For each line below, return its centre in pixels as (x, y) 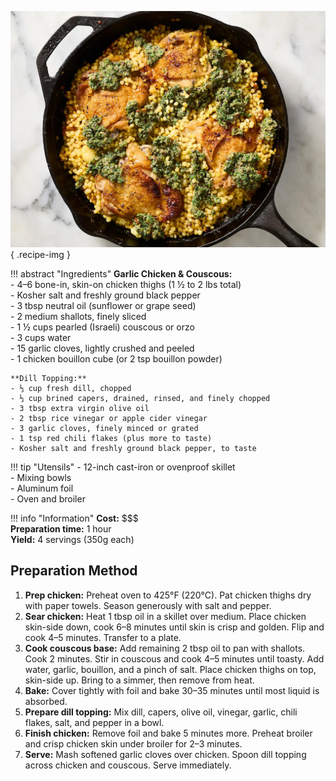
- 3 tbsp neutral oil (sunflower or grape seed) (103, 305)
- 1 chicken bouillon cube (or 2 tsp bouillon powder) (116, 359)
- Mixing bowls (41, 477)
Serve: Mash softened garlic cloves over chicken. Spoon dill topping (165, 754)
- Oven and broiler (48, 499)
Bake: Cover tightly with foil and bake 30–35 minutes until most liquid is (172, 690)
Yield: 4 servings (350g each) (72, 539)
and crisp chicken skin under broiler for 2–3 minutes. (133, 743)
